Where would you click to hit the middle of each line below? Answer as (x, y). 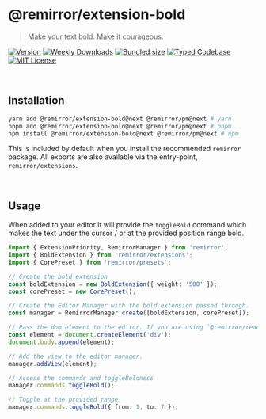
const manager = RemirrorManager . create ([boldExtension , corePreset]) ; (129, 313)
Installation (36, 101)
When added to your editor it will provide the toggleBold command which (127, 225)
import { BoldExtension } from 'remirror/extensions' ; (101, 255)
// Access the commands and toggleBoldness (81, 378)
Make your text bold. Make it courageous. (95, 36)
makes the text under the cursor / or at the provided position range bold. (126, 233)
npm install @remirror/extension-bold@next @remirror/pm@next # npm (123, 133)
